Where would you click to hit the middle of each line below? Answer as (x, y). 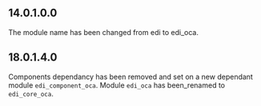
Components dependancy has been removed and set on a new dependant (131, 77)
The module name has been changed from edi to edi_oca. (103, 32)
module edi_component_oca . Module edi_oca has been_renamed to (117, 85)
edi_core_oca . (31, 93)
